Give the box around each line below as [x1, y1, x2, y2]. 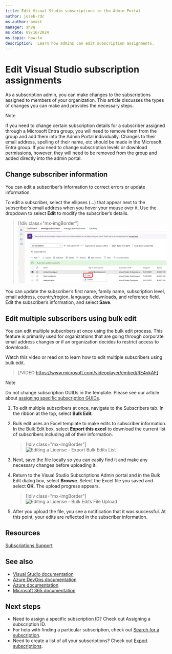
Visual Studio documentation [12, 571, 74, 577]
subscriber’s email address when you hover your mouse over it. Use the [5, 205, 157, 211]
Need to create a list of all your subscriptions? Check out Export [12, 638, 148, 644]
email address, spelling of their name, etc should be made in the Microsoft [5, 139, 162, 145]
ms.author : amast [5, 19, 42, 24]
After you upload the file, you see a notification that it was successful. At [12, 508, 166, 514]
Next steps [5, 602, 41, 611]
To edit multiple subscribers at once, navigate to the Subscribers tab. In [12, 405, 164, 411]
